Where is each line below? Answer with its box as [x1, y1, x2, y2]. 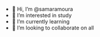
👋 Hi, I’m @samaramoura [11, 6, 74, 12]
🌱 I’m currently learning [11, 18, 70, 25]
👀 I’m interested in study [11, 12, 72, 19]
